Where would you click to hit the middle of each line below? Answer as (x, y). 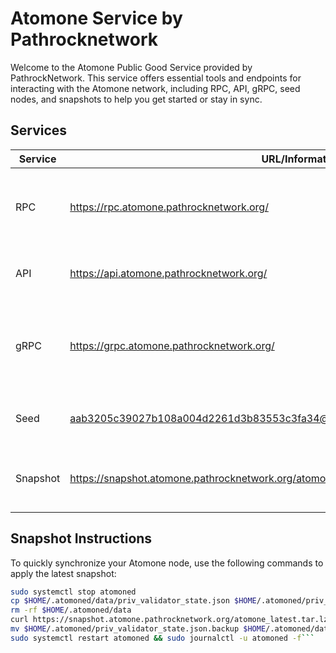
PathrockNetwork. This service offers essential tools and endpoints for (156, 78)
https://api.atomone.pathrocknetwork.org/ (168, 273)
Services (39, 130)
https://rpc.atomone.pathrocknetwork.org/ (169, 207)
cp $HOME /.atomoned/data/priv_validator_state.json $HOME (133, 601)
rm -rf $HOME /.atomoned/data (71, 610)
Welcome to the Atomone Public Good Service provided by (131, 67)
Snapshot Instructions (81, 538)
